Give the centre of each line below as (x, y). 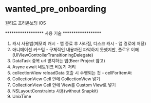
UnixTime (22, 96)
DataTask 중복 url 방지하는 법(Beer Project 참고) (59, 60)
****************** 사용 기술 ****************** (53, 33)
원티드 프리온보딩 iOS (26, 23)
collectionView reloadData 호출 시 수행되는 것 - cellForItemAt (72, 73)
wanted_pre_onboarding (56, 9)
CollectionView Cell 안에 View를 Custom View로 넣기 (64, 85)
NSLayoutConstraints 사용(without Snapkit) (55, 91)
